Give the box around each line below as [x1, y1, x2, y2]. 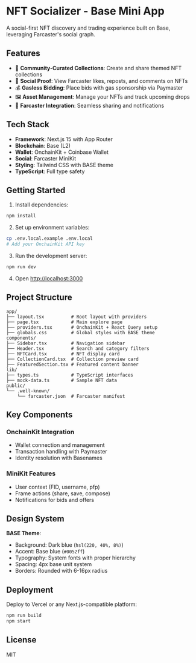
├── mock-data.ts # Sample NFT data [6, 377, 118, 383]
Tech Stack [6, 119, 49, 130]
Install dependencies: [14, 201, 69, 208]
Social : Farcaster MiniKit [14, 154, 77, 162]
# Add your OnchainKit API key [6, 241, 85, 248]
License [6, 635, 37, 645]
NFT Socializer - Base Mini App [6, 4, 165, 18]
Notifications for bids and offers [14, 496, 95, 503]
